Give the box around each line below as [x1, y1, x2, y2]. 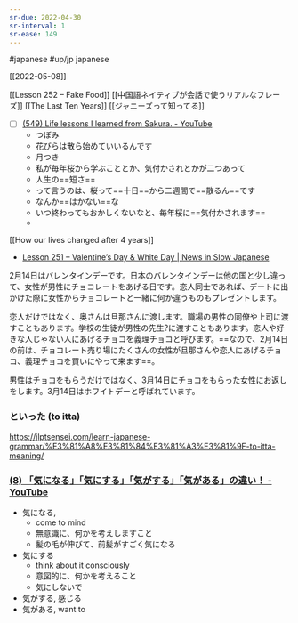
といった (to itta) [9, 410, 81, 423]
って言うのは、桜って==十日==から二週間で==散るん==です [35, 185, 256, 196]
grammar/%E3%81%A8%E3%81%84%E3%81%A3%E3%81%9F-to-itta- [9, 441, 276, 451]
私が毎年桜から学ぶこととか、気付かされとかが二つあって [35, 163, 246, 174]
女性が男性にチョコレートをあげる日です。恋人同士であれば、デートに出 [24, 281, 289, 292]
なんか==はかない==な [35, 197, 119, 207]
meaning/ [9, 450, 44, 461]
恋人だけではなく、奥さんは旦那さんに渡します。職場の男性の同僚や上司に [9, 311, 282, 322]
